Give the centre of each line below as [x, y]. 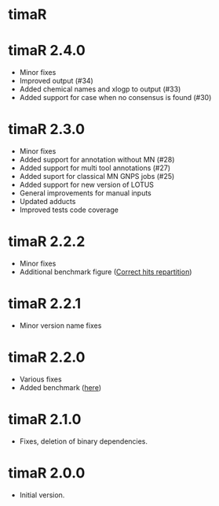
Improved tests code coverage [69, 210]
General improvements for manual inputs [85, 193]
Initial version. [42, 495]
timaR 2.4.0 [47, 51]
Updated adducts [47, 202]
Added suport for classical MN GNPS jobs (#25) [97, 177]
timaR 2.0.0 [47, 473]
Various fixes [40, 379]
